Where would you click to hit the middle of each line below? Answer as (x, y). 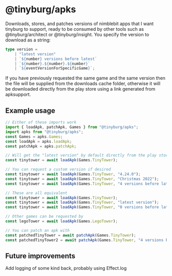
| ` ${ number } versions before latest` (56, 59)
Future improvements (40, 256)
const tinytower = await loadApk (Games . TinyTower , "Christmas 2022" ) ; (82, 179)
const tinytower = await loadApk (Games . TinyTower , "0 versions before (82, 207)
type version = (21, 49)
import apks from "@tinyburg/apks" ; (44, 132)
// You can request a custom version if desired (58, 169)
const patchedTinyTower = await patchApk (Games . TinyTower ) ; (71, 235)
